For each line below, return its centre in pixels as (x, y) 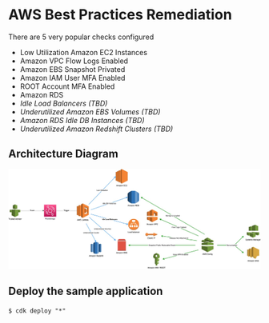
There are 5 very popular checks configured (81, 37)
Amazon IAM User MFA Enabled (72, 78)
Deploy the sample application (86, 291)
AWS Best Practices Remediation (120, 15)
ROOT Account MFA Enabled (67, 86)
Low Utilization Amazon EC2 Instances (84, 52)
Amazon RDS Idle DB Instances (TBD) (82, 120)
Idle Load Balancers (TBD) (64, 103)
